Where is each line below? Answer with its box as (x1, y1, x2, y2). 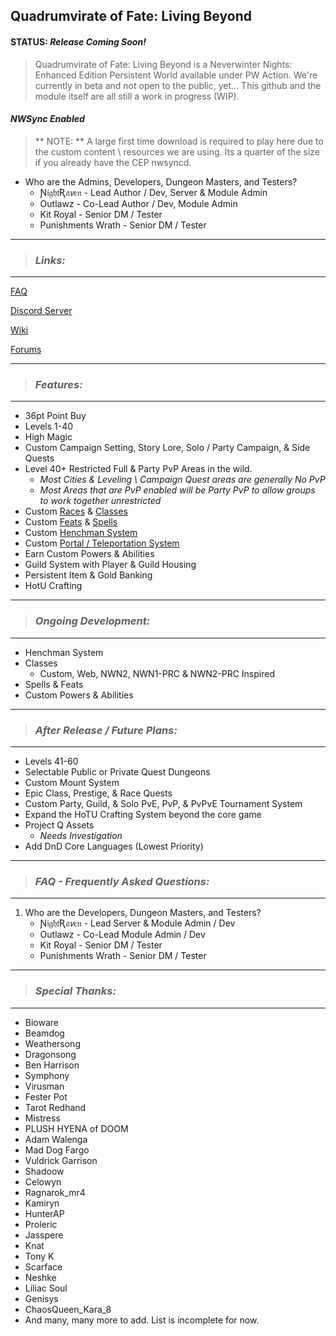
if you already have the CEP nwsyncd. (34, 156, 192, 168)
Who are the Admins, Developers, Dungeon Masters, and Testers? (24, 175, 298, 188)
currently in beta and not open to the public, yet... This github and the (34, 79, 322, 91)
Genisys (24, 1292, 59, 1304)
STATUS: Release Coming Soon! (10, 35, 147, 48)
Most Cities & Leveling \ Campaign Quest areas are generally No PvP (39, 474, 326, 486)
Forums (10, 344, 42, 356)
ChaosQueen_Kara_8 (24, 1303, 112, 1315)
